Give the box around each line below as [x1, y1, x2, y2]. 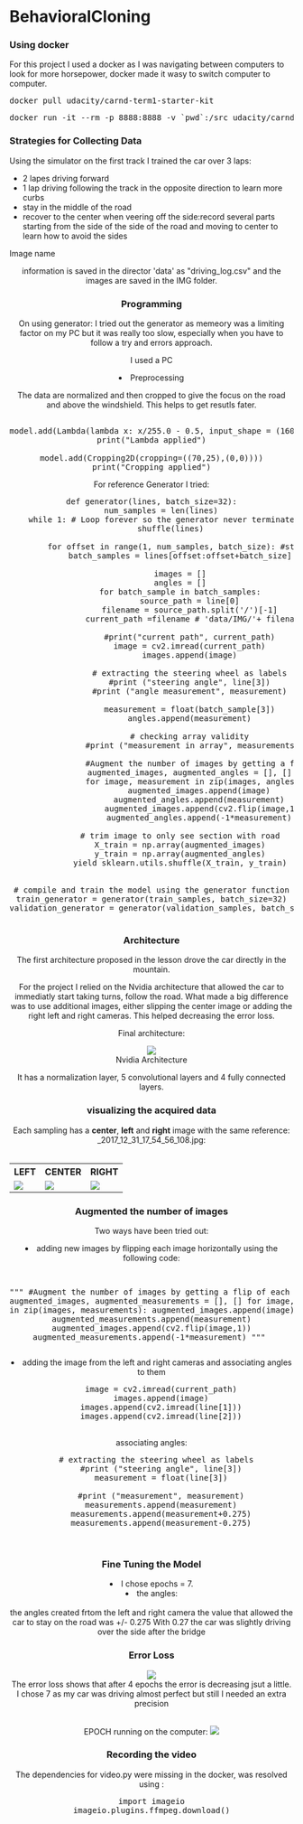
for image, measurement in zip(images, [85, 777, 262, 787]
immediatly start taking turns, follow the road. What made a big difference [14, 991, 289, 1002]
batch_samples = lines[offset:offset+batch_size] [68, 551, 292, 561]
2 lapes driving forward [22, 173, 110, 183]
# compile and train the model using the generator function [13, 885, 290, 895]
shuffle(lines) [136, 524, 205, 534]
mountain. [133, 964, 170, 975]
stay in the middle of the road [22, 201, 133, 212]
